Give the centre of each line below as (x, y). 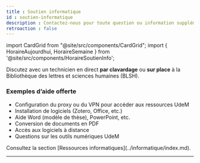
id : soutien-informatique (40, 17)
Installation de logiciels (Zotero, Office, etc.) (68, 110)
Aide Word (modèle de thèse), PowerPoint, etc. (72, 117)
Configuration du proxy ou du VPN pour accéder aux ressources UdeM (102, 104)
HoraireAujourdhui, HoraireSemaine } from (58, 52)
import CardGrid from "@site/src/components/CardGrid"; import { (87, 45)
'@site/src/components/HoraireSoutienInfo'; (60, 58)
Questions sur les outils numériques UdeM (67, 136)
